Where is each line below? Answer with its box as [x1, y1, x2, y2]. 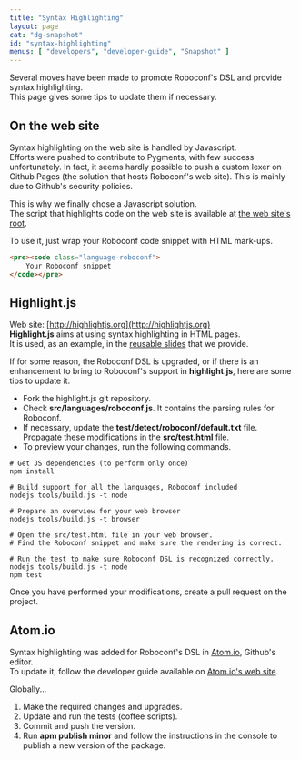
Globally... [9, 684, 47, 694]
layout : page [9, 22, 59, 31]
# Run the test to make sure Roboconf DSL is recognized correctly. [9, 554, 275, 564]
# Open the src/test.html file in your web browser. [9, 531, 214, 540]
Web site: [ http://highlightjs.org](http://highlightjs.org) [9, 319, 211, 330]
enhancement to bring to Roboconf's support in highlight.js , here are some [9, 366, 292, 377]
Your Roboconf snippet [25, 261, 112, 270]
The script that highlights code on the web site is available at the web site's [9, 208, 291, 218]
